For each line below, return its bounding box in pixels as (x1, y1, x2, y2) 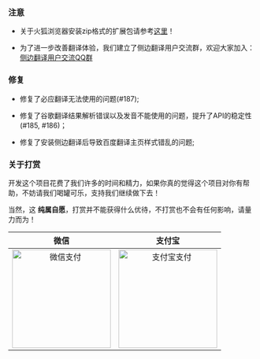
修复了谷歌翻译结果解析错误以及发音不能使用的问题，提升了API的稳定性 (19, 110, 252, 120)
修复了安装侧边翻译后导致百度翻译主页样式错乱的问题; (19, 137, 195, 146)
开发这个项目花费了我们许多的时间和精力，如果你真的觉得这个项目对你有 (8, 178, 243, 187)
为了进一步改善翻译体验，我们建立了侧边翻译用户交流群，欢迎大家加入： (19, 43, 254, 53)
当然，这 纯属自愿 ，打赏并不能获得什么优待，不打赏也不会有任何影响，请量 (8, 205, 252, 214)
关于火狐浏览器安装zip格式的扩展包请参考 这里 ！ (19, 26, 175, 36)
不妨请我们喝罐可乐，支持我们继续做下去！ (21, 187, 160, 198)
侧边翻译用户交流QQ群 (19, 53, 93, 62)
